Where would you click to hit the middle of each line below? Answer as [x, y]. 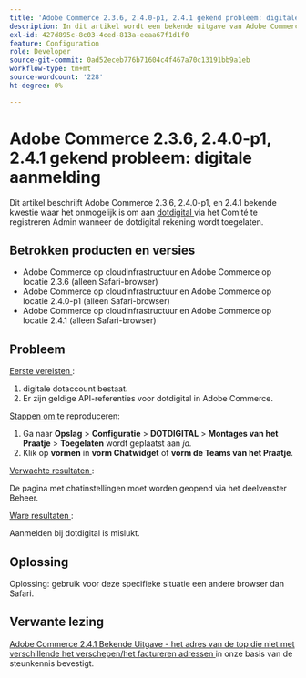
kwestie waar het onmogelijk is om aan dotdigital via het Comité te [133, 212]
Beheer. [24, 498]
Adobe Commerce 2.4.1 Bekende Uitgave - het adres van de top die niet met [152, 643]
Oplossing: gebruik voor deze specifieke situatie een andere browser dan [147, 584]
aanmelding [56, 177]
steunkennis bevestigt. [52, 663]
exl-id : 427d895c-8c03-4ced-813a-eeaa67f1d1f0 [99, 35]
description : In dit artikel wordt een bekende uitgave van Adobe [138, 26]
